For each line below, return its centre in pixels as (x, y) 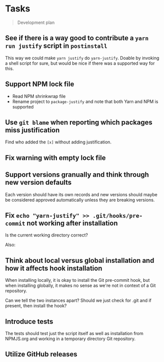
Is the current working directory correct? (47, 235)
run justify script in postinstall (56, 46)
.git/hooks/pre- (117, 216)
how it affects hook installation (54, 268)
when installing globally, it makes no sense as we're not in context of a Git (81, 286)
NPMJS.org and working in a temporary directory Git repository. (70, 339)
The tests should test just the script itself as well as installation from (74, 334)
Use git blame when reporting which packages (79, 122)
